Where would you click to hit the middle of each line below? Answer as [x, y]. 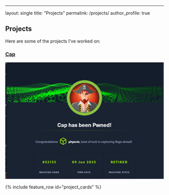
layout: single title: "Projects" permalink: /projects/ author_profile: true [78, 13]
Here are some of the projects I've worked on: [53, 41]
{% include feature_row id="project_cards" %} [53, 187]
